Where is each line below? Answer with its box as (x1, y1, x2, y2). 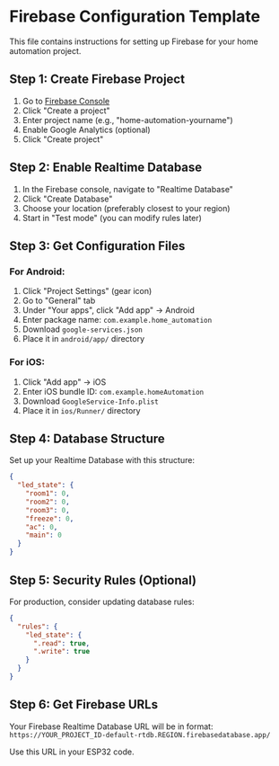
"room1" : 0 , (25, 489, 70, 498)
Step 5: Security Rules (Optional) (9, 573, 197, 588)
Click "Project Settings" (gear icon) (22, 286, 153, 297)
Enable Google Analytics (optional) (22, 124, 151, 135)
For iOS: (9, 356, 45, 369)
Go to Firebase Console (22, 95, 110, 106)
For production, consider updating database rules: (9, 596, 195, 607)
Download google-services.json (22, 324, 144, 334)
